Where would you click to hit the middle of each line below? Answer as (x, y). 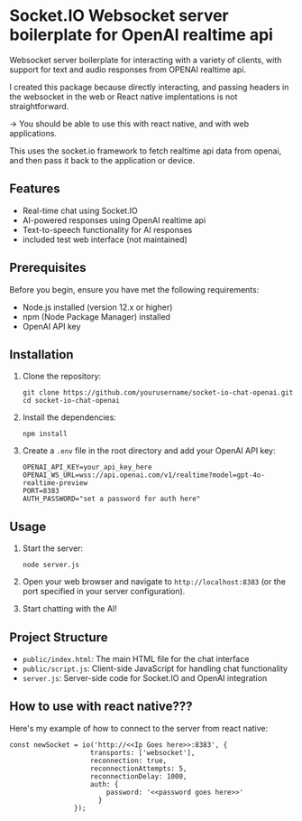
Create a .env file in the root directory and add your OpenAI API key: (149, 451)
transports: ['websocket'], (142, 752)
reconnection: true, (128, 760)
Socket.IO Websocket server (119, 16)
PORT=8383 (41, 491)
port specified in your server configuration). (104, 592)
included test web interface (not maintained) (105, 239)
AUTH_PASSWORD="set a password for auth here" (111, 499)
